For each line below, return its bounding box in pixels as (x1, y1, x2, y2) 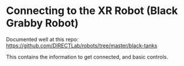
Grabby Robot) (6, 16, 79, 30)
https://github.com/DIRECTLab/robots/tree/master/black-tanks (6, 42, 158, 49)
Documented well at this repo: (6, 36, 79, 43)
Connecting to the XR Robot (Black (6, 4, 178, 18)
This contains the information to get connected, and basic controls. (6, 53, 168, 60)
